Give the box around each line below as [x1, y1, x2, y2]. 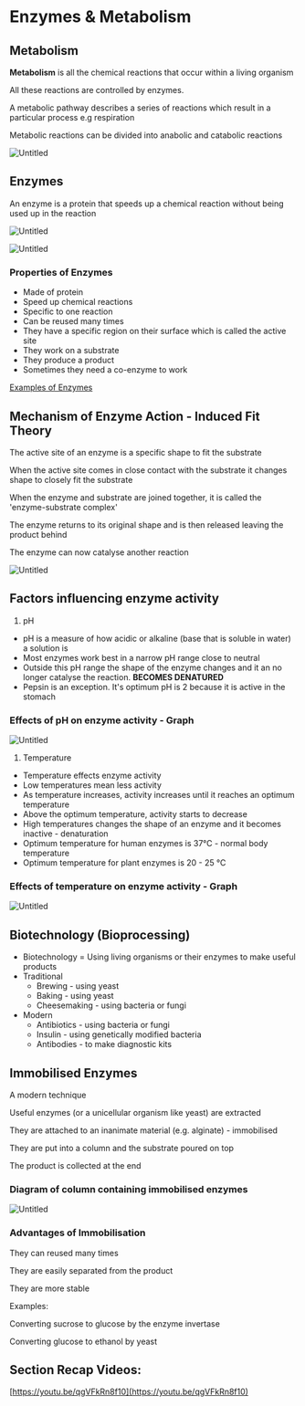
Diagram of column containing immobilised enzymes [9, 1182, 248, 1195]
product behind [9, 529, 68, 540]
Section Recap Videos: [9, 1362, 142, 1378]
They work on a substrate [22, 345, 120, 356]
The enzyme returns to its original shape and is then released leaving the [9, 519, 284, 530]
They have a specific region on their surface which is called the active [22, 326, 287, 337]
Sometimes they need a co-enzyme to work [22, 364, 188, 375]
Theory [9, 423, 53, 438]
